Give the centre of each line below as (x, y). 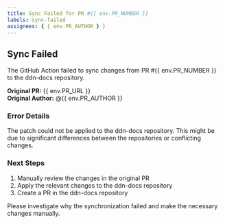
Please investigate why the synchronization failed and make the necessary (113, 206)
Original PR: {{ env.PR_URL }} (49, 91)
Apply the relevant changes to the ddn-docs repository (95, 185)
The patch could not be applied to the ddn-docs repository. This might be (111, 131)
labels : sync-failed (37, 20)
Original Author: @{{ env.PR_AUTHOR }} (65, 98)
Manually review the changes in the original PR (83, 178)
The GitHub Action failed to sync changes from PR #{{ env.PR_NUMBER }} (112, 71)
